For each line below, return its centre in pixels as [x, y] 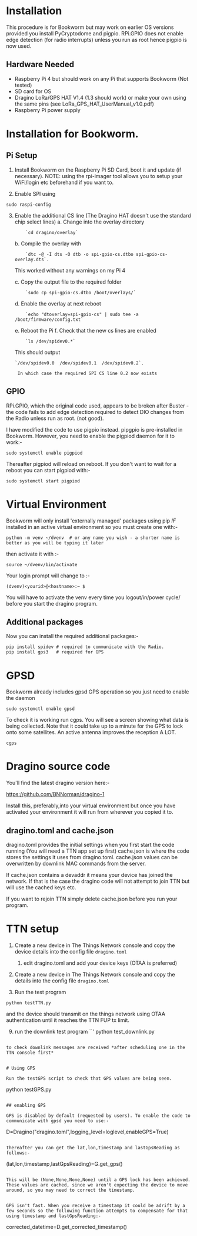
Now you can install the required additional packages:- [72, 636]
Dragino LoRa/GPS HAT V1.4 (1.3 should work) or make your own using [100, 97]
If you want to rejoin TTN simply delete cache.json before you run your [92, 899]
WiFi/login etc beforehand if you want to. [64, 182]
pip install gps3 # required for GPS [55, 652]
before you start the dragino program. [52, 603]
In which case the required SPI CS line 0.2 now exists [87, 373]
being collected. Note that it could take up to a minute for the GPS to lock [95, 726]
